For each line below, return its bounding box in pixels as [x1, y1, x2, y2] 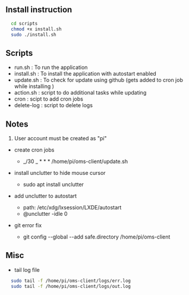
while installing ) [14, 83, 55, 90]
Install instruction [5, 5, 73, 15]
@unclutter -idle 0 [23, 211, 68, 218]
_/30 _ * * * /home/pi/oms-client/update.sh [23, 158, 128, 165]
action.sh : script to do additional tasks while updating [14, 89, 147, 96]
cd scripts [11, 20, 38, 26]
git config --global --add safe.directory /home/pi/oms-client [23, 233, 171, 240]
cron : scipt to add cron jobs [14, 95, 84, 103]
